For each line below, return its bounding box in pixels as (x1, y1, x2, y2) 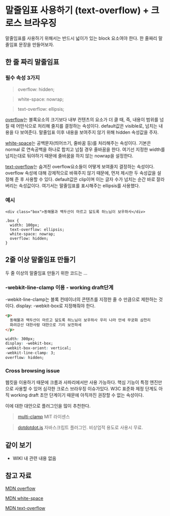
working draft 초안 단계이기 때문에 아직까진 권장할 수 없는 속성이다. (10, 392, 144, 398)
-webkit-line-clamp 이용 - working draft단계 (5, 284, 114, 291)
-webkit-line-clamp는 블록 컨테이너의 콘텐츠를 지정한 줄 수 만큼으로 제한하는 (5, 296, 158, 302)
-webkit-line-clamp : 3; (5, 350, 56, 356)
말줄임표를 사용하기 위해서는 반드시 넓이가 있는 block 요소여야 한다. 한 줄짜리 (5, 35, 157, 41)
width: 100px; (10, 222, 40, 228)
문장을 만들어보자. (18, 41, 54, 47)
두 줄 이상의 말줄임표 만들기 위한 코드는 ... (5, 270, 88, 276)
